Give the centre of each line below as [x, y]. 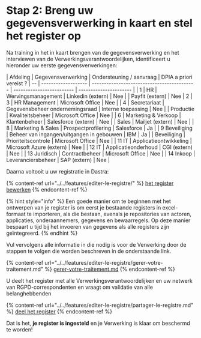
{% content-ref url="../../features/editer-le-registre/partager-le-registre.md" [100, 305]
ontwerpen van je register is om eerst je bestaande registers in [84, 207]
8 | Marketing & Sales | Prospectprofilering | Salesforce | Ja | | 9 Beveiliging [100, 128]
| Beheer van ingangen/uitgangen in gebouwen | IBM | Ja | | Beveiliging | [96, 134]
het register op [43, 36]
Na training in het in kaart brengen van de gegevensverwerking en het [93, 52]
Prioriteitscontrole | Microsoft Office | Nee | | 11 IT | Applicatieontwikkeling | [99, 140]
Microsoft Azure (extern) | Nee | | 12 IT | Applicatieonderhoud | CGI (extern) [100, 147]
